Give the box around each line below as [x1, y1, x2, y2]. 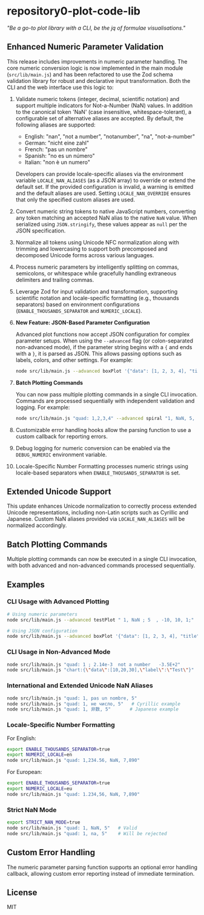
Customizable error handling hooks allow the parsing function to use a [15, 426, 191, 433]
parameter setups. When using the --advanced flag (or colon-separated [15, 337, 193, 344]
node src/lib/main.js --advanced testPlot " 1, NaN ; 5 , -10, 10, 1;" [7, 617, 194, 623]
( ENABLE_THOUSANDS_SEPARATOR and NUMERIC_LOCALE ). [15, 307, 143, 314]
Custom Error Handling [7, 847, 96, 858]
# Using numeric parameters [7, 611, 78, 617]
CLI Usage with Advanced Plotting [7, 597, 110, 606]
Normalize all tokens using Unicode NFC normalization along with [15, 238, 179, 246]
